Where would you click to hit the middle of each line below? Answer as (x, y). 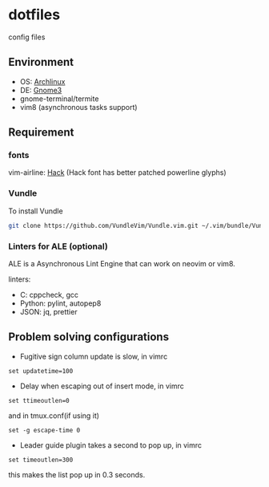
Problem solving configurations (89, 337)
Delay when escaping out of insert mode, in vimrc (102, 386)
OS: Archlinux (42, 81)
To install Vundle (36, 211)
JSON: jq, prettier (48, 311)
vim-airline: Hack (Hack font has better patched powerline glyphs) (117, 172)
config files (27, 37)
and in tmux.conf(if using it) (54, 416)
